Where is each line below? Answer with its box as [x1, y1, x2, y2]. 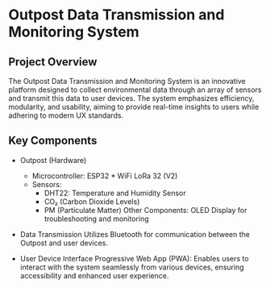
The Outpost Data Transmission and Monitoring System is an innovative [8, 77, 246, 86]
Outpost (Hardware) [19, 155, 87, 165]
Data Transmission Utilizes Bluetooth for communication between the [19, 229, 250, 239]
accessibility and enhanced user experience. [19, 270, 169, 280]
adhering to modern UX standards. [8, 111, 123, 120]
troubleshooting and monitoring [44, 214, 149, 223]
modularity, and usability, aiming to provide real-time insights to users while [8, 102, 260, 111]
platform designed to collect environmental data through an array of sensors [8, 85, 262, 94]
